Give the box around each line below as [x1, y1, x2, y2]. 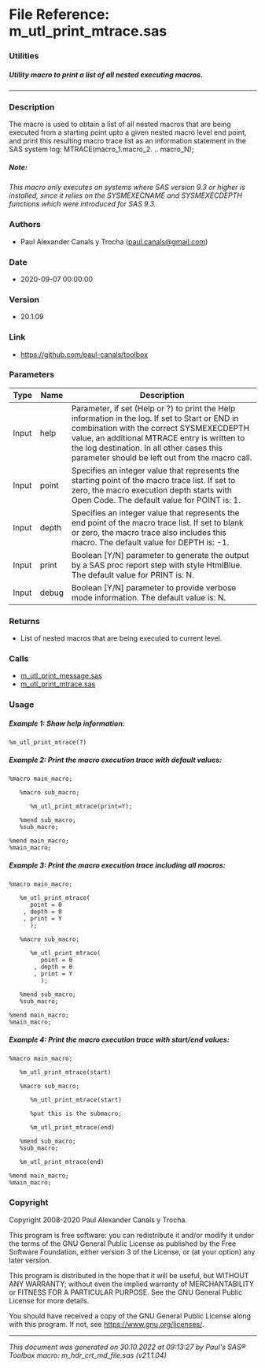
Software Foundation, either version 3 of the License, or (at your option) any [9, 1247, 256, 1256]
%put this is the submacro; [29, 1110, 123, 1118]
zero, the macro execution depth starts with [71, 485, 233, 496]
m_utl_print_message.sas [20, 671, 103, 681]
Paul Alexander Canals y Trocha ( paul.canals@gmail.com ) [20, 236, 208, 246]
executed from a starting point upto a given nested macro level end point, [9, 128, 247, 137]
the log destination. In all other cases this [71, 442, 223, 453]
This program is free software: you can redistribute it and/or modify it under [9, 1230, 254, 1240]
